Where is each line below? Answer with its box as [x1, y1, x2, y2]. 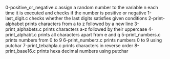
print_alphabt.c [5, 32, 37, 37]
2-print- [148, 15, 165, 21]
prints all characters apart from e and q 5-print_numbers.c [37, 32, 161, 37]
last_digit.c [5, 15, 28, 21]
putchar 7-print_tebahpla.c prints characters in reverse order [5, 43, 134, 48]
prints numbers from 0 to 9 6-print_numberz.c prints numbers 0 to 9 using [5, 37, 162, 43]
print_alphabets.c [5, 26, 42, 32]
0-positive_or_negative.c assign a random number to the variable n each [5, 5, 158, 10]
